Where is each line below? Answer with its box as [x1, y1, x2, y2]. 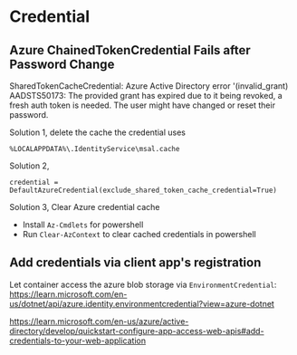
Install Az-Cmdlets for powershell [22, 219, 144, 230]
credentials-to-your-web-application [9, 335, 147, 346]
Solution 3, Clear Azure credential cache [9, 202, 160, 212]
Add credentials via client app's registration [9, 255, 262, 271]
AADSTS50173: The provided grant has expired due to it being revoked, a [9, 91, 283, 101]
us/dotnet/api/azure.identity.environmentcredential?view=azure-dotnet [9, 298, 274, 309]
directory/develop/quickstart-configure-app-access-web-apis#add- [9, 325, 264, 336]
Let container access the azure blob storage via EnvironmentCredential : [9, 279, 277, 290]
